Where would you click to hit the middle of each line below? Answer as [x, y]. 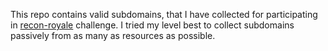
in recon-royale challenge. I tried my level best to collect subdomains [152, 25]
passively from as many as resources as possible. [113, 35]
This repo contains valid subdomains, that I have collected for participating [164, 14]
